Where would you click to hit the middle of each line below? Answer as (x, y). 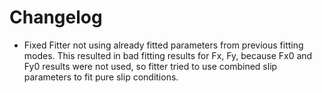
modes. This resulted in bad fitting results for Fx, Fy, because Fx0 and (168, 55)
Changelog (56, 17)
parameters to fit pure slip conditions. (101, 77)
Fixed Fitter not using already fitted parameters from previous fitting (163, 45)
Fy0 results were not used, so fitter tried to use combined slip (150, 66)
